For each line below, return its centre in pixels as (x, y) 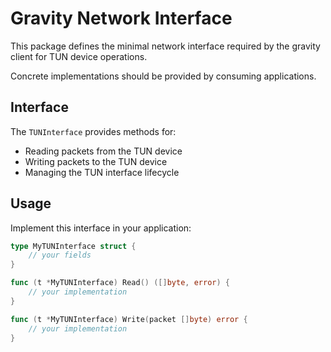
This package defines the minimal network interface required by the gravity (165, 46)
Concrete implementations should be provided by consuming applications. (163, 76)
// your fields (60, 255)
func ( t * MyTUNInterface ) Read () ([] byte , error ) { (120, 283)
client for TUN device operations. (79, 56)
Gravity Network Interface (121, 18)
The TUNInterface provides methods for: (93, 131)
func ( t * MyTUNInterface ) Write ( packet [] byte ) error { (129, 319)
